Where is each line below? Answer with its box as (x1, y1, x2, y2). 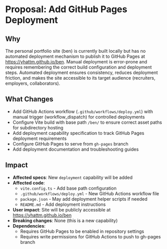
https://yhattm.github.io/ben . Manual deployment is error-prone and (5, 59, 147, 64)
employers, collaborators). (5, 80, 60, 86)
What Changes (5, 95, 54, 103)
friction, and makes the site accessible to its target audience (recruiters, (5, 75, 156, 81)
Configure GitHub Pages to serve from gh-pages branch (12, 140, 128, 147)
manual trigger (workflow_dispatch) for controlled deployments (12, 114, 145, 120)
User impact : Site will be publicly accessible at (12, 206, 111, 212)
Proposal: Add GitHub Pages (5, 4, 128, 15)
